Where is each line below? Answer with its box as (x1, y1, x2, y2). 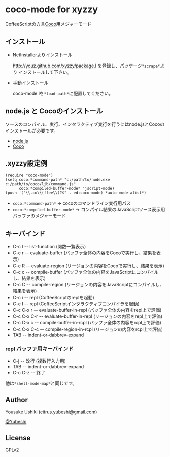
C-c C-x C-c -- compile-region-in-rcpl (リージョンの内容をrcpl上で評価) (12, 326, 163, 332)
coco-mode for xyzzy (5, 4, 98, 15)
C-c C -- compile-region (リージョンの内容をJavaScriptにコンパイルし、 (12, 282, 164, 288)
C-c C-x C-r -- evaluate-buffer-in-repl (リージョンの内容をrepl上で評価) (12, 313, 163, 319)
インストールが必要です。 (5, 127, 58, 134)
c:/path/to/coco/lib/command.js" (5, 182, 76, 187)
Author (5, 395, 28, 404)
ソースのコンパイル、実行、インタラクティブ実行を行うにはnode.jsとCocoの (5, 121, 165, 127)
